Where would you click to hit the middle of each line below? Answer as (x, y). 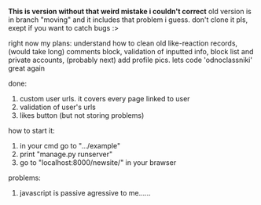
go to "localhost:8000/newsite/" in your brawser (98, 163)
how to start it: (31, 130)
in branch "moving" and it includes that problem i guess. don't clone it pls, (128, 20)
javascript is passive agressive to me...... (85, 193)
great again (27, 68)
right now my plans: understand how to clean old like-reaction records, (123, 43)
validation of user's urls (57, 107)
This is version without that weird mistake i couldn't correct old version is (130, 11)
